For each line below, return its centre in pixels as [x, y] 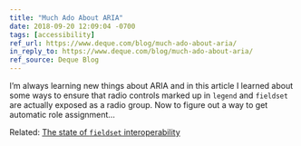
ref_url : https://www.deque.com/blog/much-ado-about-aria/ [123, 43]
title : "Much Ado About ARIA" [67, 18]
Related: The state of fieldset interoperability [95, 132]
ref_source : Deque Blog [54, 60]
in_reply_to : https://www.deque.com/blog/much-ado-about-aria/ [131, 52]
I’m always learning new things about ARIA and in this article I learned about [151, 86]
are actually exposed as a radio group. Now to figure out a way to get [139, 105]
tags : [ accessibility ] [52, 34]
